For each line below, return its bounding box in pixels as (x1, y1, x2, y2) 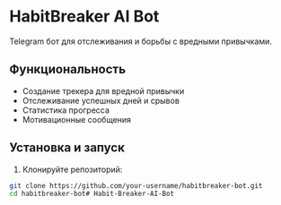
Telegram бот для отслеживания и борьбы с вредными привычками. (9, 36, 272, 47)
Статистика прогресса (22, 105, 110, 115)
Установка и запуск (9, 141, 126, 156)
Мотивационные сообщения (22, 114, 132, 124)
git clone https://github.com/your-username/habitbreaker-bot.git (9, 181, 263, 190)
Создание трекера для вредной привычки (22, 85, 185, 96)
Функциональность (9, 62, 127, 77)
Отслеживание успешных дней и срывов (22, 95, 180, 106)
